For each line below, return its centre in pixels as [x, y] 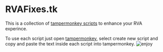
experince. [16, 28]
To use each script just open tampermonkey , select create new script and [82, 38]
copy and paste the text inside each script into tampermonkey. [70, 43]
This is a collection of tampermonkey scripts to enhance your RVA [74, 23]
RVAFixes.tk [32, 9]
